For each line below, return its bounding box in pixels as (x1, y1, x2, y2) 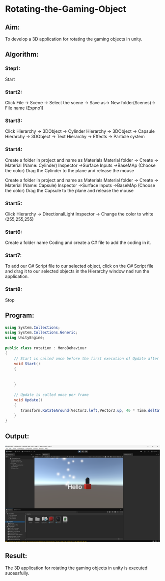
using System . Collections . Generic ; (5, 330, 78, 335)
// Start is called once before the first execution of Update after (14, 356, 160, 361)
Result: (5, 552, 27, 560)
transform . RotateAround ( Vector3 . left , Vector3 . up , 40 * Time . (20, 408, 148, 413)
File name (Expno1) (5, 105, 44, 111)
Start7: (5, 252, 22, 259)
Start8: (5, 286, 23, 293)
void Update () (14, 398, 43, 402)
